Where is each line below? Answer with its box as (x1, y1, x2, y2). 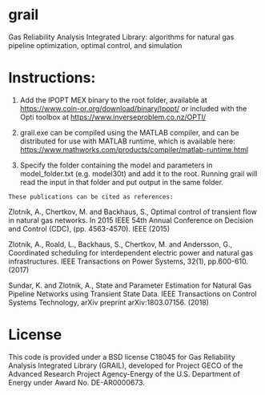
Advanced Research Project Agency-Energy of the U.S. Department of (8, 369, 240, 378)
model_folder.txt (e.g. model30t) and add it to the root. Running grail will (19, 168, 258, 178)
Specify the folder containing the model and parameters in (19, 160, 213, 170)
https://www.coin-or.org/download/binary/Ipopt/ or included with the (19, 103, 247, 113)
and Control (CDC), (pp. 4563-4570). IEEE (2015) (8, 224, 171, 233)
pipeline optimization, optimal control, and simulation (8, 40, 183, 50)
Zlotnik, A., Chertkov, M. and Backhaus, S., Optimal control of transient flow (8, 207, 258, 216)
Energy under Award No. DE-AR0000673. (8, 377, 146, 387)
